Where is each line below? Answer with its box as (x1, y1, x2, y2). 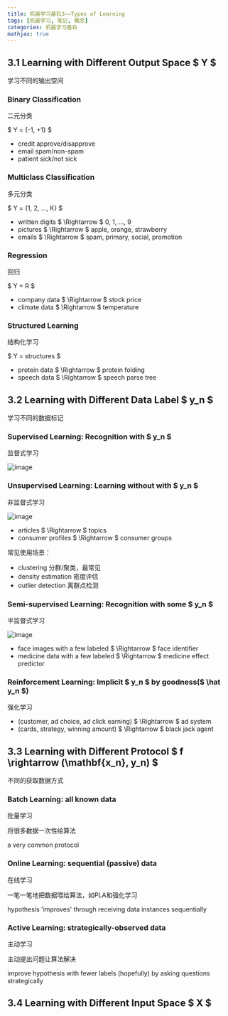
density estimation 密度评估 (17, 572, 99, 580)
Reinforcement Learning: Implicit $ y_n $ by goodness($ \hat (7, 677, 221, 687)
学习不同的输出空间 (7, 76, 64, 85)
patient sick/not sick (17, 154, 77, 164)
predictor (17, 659, 45, 668)
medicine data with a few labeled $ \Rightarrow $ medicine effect (17, 651, 210, 660)
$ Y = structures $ (7, 352, 61, 360)
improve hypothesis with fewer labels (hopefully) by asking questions (7, 968, 211, 978)
